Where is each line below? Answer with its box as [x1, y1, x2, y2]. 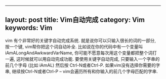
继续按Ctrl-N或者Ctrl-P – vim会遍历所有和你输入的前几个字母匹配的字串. [11, 68, 158, 74]
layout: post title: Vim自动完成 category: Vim [5, 16, 145, 24]
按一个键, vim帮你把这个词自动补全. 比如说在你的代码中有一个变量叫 [5, 43, 143, 49]
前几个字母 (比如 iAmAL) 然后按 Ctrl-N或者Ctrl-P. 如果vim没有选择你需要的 [5, 62, 156, 68]
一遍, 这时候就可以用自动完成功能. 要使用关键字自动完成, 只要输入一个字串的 [5, 56, 160, 62]
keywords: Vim [5, 24, 53, 32]
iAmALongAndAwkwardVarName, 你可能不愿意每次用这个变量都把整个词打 [5, 50, 157, 56]
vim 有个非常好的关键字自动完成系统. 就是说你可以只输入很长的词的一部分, [5, 38, 156, 43]
